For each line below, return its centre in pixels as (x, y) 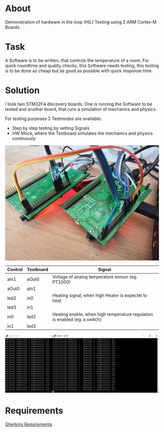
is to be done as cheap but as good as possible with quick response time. (79, 71)
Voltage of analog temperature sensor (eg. (95, 276)
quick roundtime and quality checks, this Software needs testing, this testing (82, 65)
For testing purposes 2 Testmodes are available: (53, 118)
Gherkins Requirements (29, 424)
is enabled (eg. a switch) (77, 319)
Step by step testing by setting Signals (51, 128)
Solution (22, 90)
